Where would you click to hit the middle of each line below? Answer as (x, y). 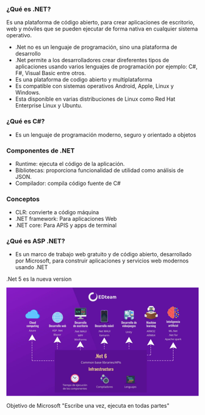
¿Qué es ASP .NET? (36, 241)
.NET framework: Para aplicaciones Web (66, 219)
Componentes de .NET (41, 150)
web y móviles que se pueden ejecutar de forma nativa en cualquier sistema (102, 29)
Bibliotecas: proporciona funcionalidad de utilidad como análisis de (99, 170)
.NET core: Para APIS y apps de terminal (66, 225)
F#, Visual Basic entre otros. (51, 73)
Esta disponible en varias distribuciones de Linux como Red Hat (95, 99)
